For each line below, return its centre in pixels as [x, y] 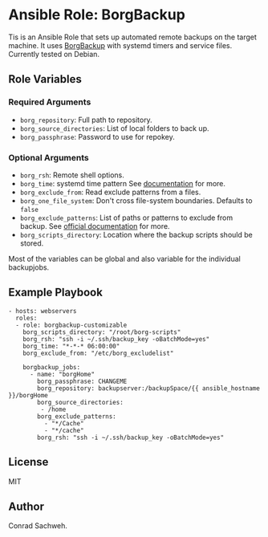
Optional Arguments [49, 157]
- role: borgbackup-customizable [71, 325]
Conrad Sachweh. [38, 526]
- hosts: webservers [43, 311]
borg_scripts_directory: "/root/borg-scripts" [102, 332]
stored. [32, 243]
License [28, 462]
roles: [26, 318]
